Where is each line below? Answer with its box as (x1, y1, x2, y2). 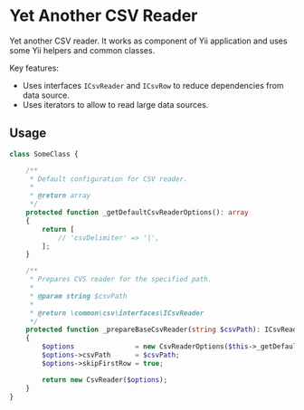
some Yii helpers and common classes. (9, 44, 156, 55)
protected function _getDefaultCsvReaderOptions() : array (25, 208, 249, 217)
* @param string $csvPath (29, 291, 128, 300)
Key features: (9, 62, 59, 73)
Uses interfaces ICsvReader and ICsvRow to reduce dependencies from (22, 80, 284, 91)
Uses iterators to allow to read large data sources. (22, 99, 209, 110)
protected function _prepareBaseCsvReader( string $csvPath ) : (25, 325, 261, 335)
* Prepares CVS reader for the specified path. (29, 275, 213, 284)
